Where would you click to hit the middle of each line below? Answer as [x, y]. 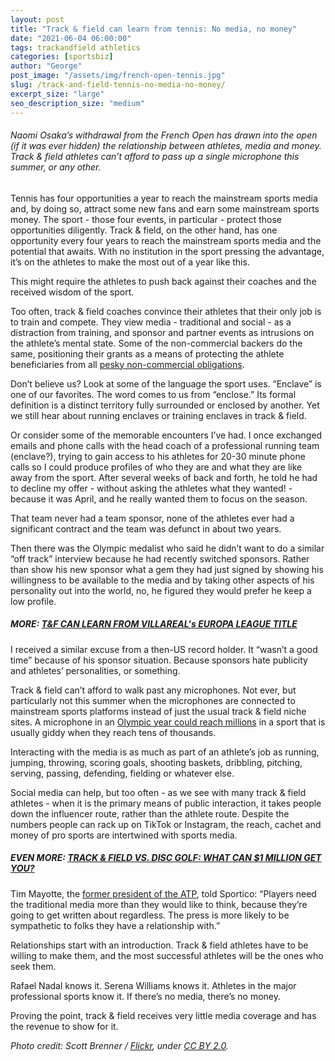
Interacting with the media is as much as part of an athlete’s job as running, [165, 752]
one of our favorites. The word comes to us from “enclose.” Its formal [153, 394]
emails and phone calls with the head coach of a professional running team [165, 445]
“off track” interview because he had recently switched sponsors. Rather [160, 558]
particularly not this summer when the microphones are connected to [153, 700]
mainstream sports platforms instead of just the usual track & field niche [158, 711]
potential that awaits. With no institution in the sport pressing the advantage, [167, 251]
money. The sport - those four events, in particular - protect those [146, 219]
